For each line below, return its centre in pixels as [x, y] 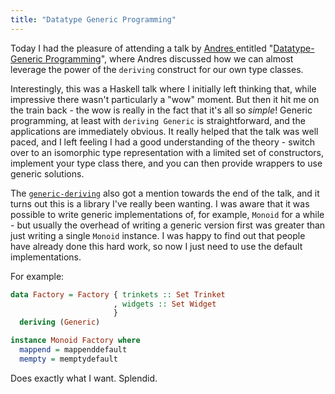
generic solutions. [47, 173]
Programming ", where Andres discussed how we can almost [169, 58]
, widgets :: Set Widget [165, 304]
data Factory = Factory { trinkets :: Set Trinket [118, 294]
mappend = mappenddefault [73, 350]
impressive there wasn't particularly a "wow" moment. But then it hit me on [165, 99]
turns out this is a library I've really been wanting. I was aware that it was [160, 203]
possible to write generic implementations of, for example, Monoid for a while [167, 214]
